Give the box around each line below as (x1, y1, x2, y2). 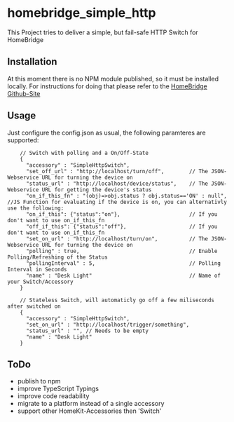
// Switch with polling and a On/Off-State (20, 149, 149, 156)
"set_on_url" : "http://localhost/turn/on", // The (25, 235, 209, 243)
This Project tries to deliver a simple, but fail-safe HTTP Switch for (7, 28, 198, 36)
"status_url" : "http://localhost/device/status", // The (25, 180, 209, 187)
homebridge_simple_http (7, 5, 156, 21)
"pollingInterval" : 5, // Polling (25, 259, 221, 267)
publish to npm (17, 377, 61, 386)
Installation (7, 56, 57, 68)
